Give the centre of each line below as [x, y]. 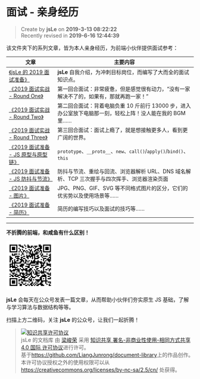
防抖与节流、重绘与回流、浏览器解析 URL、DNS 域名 [122, 171]
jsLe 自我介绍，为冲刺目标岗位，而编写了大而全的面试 [123, 72]
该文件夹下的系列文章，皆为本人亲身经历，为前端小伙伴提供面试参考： [92, 48]
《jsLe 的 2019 [26, 72]
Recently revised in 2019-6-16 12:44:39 [70, 35]
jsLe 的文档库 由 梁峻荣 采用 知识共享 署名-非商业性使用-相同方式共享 [106, 340]
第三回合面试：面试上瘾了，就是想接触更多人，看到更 [123, 130]
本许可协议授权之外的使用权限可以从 [65, 362]
